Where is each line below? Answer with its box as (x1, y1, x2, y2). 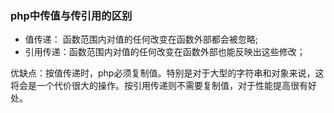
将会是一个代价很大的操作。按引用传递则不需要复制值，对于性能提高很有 (10, 80, 308, 92)
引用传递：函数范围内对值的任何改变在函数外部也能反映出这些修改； (24, 46, 306, 58)
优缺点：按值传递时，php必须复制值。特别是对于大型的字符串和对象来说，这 (10, 67, 325, 79)
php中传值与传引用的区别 (10, 8, 133, 22)
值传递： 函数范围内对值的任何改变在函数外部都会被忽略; (24, 33, 258, 46)
